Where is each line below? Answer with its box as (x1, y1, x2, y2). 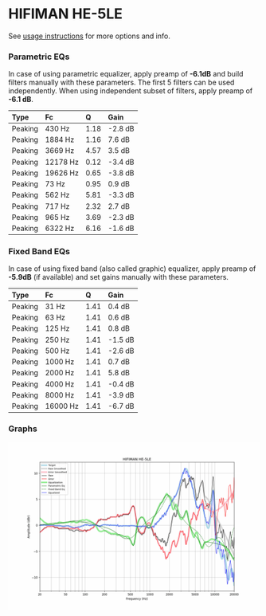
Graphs (8, 423, 37, 434)
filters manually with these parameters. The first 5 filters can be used (8, 77, 235, 88)
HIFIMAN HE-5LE (8, 5, 123, 23)
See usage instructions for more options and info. (8, 31, 171, 41)
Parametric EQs (8, 51, 70, 62)
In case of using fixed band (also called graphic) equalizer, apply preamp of (8, 264, 256, 273)
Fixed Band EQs (8, 245, 70, 257)
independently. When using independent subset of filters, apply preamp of (8, 86, 253, 96)
